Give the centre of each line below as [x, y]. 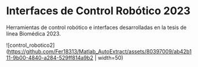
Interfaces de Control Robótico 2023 [98, 11]
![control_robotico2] [31, 45]
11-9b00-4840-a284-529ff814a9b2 [50, 58]
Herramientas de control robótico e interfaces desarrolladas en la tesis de [96, 27]
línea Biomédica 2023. [34, 33]
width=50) [111, 58]
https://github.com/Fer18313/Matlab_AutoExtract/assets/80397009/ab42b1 [100, 51]
